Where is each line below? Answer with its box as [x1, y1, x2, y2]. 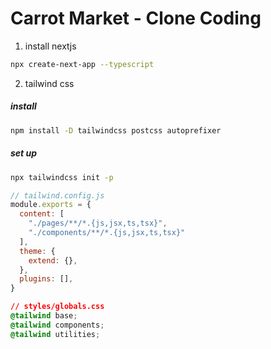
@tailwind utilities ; [10, 329, 101, 339]
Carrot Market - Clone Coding [10, 7, 262, 30]
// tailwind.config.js [10, 190, 105, 201]
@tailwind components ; [10, 320, 105, 330]
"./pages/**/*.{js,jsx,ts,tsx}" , [28, 218, 168, 229]
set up [10, 147, 38, 159]
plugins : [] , [19, 274, 74, 284]
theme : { [19, 246, 56, 256]
